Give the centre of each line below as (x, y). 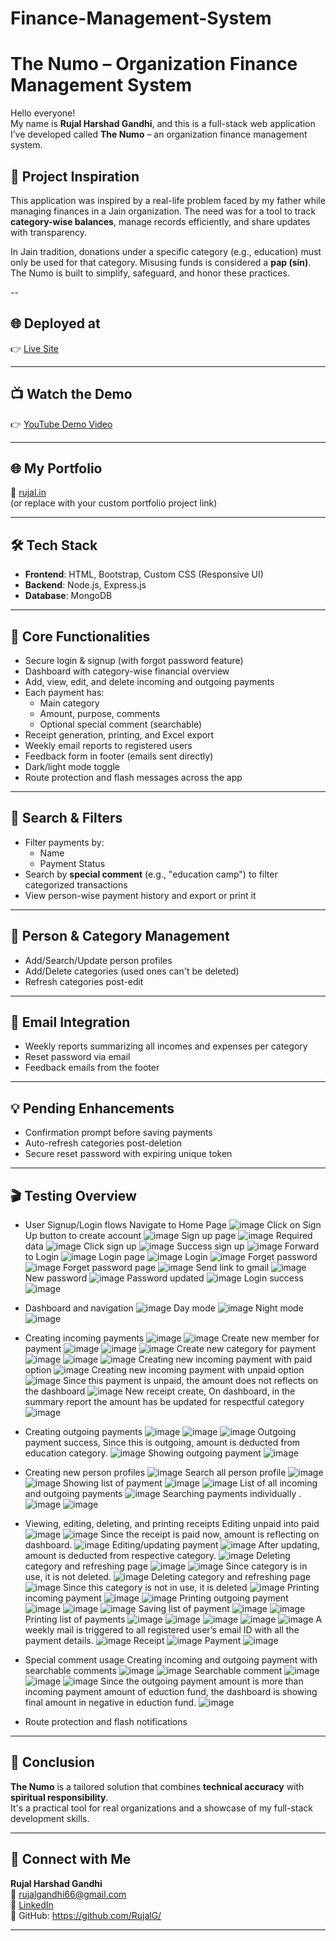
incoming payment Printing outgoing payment (156, 1598)
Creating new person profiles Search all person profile (155, 1473)
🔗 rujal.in (28, 493)
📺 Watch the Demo (71, 394)
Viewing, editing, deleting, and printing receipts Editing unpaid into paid (172, 1524)
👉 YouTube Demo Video (61, 424)
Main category (69, 703)
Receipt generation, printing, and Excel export (119, 735)
